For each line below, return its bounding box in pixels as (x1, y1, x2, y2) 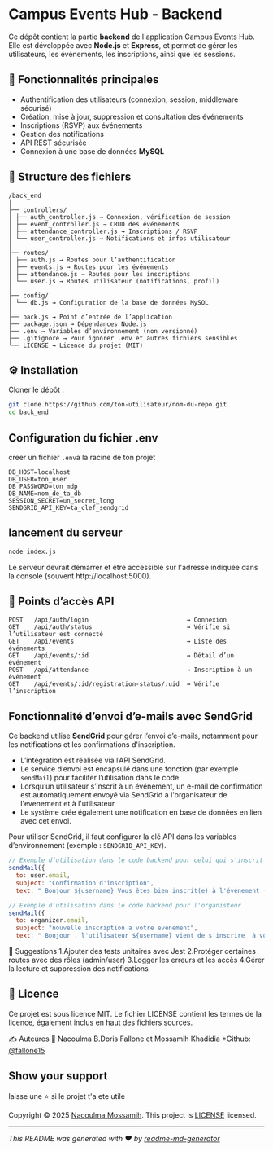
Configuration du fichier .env (8, 431, 158, 445)
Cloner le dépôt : (8, 384, 65, 395)
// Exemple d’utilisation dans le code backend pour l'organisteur (8, 901, 242, 909)
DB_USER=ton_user (8, 475, 67, 483)
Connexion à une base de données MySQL (19, 146, 165, 156)
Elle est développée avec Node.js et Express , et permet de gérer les (8, 40, 238, 50)
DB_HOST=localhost (8, 468, 71, 477)
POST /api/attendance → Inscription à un (8, 666, 253, 674)
